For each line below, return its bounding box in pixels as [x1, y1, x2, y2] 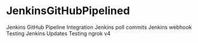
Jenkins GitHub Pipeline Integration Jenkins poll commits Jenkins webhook [6, 24, 192, 31]
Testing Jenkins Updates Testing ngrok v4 [6, 29, 111, 37]
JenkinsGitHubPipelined [6, 4, 130, 18]
